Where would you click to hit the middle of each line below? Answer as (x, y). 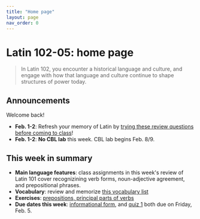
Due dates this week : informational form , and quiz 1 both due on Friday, (103, 204)
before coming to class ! (44, 133)
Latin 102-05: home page (70, 52)
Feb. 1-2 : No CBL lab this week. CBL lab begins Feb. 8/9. (85, 139)
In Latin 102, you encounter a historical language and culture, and (101, 69)
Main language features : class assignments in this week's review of (99, 172)
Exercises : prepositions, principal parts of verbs (74, 197)
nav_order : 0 (22, 23)
